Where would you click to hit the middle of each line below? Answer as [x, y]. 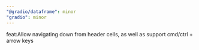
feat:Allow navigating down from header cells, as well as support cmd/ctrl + [100, 34]
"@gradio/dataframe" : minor [41, 12]
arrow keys [20, 40]
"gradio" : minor [26, 17]
